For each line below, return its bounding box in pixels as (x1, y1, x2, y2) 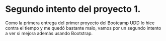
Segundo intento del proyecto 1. (5, 3, 141, 15)
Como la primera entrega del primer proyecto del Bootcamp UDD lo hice (5, 20, 155, 26)
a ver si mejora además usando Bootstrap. (5, 30, 93, 36)
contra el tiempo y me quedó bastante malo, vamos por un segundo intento (5, 25, 161, 31)
